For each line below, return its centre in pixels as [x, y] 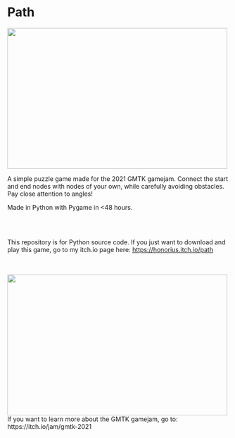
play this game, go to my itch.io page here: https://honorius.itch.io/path [110, 249]
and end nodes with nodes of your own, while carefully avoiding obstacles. [116, 186]
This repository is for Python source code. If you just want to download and [116, 242]
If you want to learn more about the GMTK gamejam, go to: [93, 419]
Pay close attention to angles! [50, 194]
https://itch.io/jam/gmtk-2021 [50, 426]
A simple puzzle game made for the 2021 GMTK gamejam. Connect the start [118, 179]
